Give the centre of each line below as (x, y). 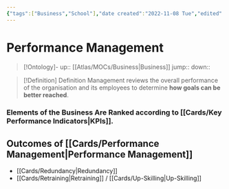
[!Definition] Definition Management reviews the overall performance (120, 80)
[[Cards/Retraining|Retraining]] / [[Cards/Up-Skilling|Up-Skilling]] (109, 178)
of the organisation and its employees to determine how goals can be (122, 88)
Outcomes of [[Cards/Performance (83, 143)
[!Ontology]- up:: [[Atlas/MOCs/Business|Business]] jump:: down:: (117, 67)
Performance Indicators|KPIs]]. (60, 121)
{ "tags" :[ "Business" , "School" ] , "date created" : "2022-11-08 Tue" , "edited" (115, 13)
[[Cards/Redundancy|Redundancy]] (67, 171)
